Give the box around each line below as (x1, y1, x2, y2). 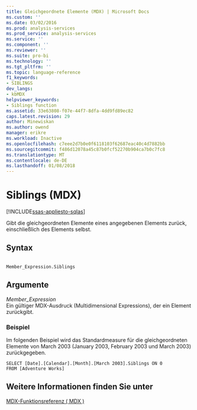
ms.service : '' (6, 36, 44, 42)
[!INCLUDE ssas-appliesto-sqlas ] (6, 208, 86, 215)
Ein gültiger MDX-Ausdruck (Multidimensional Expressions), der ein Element (6, 302, 191, 309)
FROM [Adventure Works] (6, 366, 65, 371)
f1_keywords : (6, 75, 38, 81)
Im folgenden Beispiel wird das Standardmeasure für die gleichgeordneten (6, 336, 188, 344)
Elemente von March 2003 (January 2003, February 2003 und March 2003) (6, 342, 191, 350)
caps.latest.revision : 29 (6, 113, 70, 119)
